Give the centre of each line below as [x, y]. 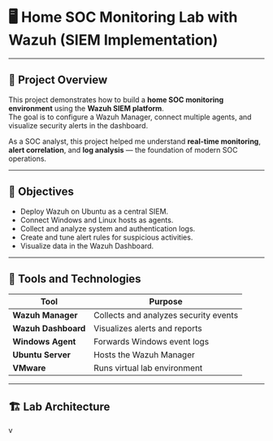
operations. [28, 158]
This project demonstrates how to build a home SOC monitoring [116, 99]
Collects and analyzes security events [165, 315]
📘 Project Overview [58, 80]
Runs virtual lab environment [148, 368]
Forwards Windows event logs [151, 342]
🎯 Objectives [41, 192]
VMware [29, 368]
